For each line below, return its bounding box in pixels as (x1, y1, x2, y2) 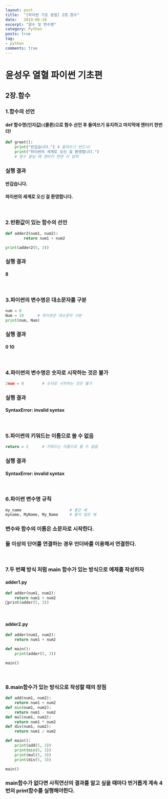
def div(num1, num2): (5, 724, 52, 729)
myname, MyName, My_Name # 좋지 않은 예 (5, 512, 96, 517)
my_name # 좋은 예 (5, 507, 87, 513)
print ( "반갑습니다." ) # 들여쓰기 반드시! (14, 145, 91, 150)
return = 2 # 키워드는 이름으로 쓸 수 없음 (5, 444, 98, 449)
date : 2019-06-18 (5, 17, 47, 22)
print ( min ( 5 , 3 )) (14, 747, 52, 753)
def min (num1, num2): (5, 705, 52, 710)
